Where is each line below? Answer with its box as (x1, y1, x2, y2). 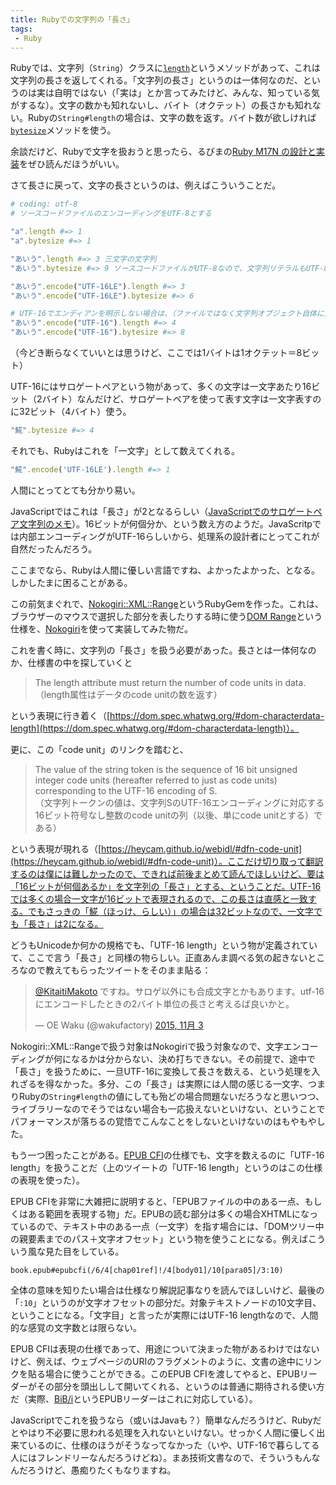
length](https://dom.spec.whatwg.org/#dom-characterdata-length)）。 (10, 722, 300, 734)
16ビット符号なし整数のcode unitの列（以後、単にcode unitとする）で (34, 809, 323, 821)
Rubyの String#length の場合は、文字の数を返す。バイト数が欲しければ (27, 112, 317, 124)
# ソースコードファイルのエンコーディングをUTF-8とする (10, 209, 212, 219)
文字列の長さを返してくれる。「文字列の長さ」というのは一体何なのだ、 (10, 74, 303, 86)
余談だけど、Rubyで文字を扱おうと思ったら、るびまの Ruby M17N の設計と (10, 146, 317, 158)
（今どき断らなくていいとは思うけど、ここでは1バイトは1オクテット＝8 (10, 347, 303, 358)
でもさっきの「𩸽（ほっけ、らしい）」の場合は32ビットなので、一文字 (27, 905, 314, 917)
